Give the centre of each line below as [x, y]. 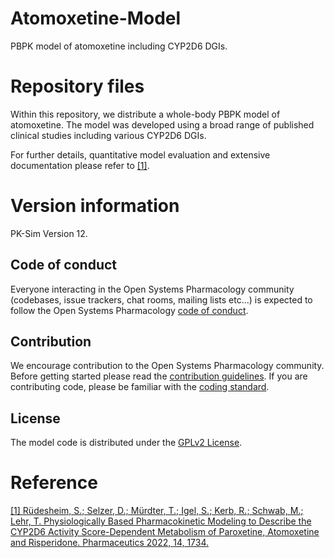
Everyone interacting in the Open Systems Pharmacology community [152, 289]
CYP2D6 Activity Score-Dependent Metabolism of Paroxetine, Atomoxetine [165, 532]
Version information [95, 206]
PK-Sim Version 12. [49, 233]
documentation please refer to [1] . [80, 165]
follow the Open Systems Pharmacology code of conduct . [129, 310]
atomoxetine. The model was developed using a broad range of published [162, 124]
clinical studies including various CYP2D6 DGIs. [108, 135]
